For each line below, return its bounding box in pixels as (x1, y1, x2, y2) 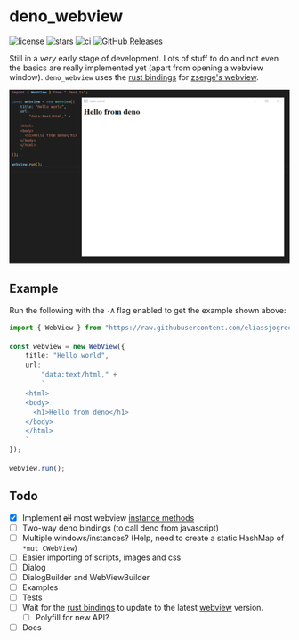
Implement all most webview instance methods (21, 512, 195, 523)
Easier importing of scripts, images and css (21, 552, 182, 563)
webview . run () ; (9, 464, 66, 473)
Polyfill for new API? (35, 612, 109, 623)
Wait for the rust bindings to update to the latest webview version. (21, 603, 264, 613)
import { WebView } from (9, 323, 101, 332)
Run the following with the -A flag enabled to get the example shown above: (9, 304, 287, 315)
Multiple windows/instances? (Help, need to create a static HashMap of (21, 532, 285, 543)
